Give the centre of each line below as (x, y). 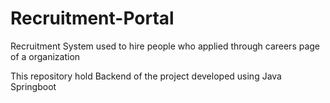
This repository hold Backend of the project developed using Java (146, 76)
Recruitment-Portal (92, 18)
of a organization (45, 56)
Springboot (33, 86)
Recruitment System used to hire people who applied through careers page (165, 46)
